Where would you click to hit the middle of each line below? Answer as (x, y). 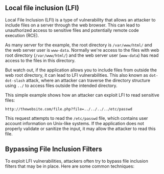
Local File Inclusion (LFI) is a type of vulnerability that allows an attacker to (80, 20)
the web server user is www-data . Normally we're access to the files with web (82, 50)
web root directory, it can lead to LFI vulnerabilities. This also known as (77, 75)
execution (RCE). (22, 35)
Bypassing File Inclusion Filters (54, 149)
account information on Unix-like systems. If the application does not (75, 123)
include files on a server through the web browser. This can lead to (73, 25)
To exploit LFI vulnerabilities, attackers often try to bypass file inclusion (77, 161)
